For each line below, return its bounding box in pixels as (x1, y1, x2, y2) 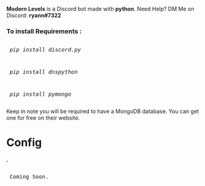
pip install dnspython (9, 69, 78, 76)
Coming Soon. (9, 173, 49, 180)
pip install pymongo (9, 91, 72, 98)
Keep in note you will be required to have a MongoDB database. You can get (6, 107, 199, 115)
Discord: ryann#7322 (6, 12, 61, 19)
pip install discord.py (9, 46, 81, 53)
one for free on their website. (6, 114, 80, 122)
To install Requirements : (6, 27, 82, 36)
